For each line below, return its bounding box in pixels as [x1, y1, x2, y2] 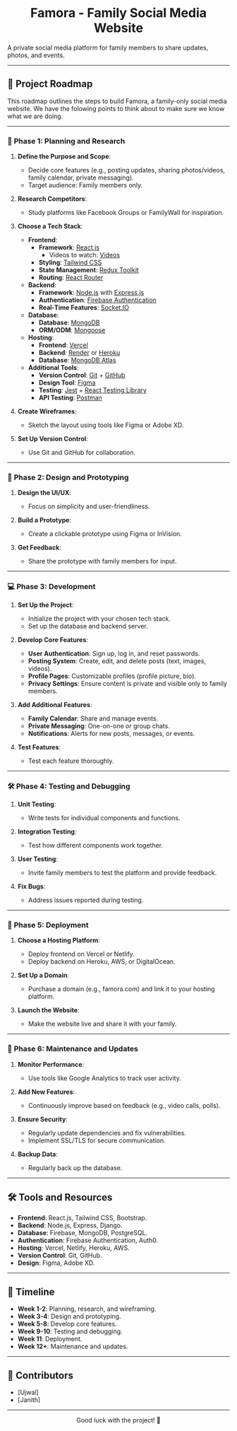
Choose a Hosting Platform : [17, 936, 100, 945]
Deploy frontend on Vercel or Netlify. [28, 950, 135, 959]
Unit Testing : [17, 800, 56, 808]
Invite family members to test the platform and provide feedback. [28, 868, 217, 877]
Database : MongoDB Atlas [38, 356, 116, 365]
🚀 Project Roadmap [7, 78, 93, 90]
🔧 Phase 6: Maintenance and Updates [7, 1044, 139, 1054]
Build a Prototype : [17, 516, 72, 525]
